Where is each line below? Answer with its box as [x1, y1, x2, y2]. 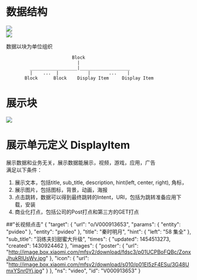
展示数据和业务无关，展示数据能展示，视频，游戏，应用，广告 [6, 159, 156, 166]
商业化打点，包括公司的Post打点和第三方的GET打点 [14, 208, 139, 215]
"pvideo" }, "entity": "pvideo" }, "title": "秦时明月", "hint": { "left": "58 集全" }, [6, 228, 191, 235]
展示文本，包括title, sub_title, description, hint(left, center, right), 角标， [14, 179, 187, 186]
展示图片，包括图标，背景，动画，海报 [14, 186, 108, 193]
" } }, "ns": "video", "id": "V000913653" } [42, 267, 141, 274]
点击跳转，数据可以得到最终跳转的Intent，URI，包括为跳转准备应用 [14, 194, 176, 201]
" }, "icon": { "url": [45, 254, 89, 262]
